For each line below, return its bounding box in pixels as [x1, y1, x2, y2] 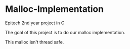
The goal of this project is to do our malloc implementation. [5, 29, 126, 35]
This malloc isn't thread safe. [5, 39, 64, 45]
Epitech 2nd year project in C [5, 20, 65, 26]
